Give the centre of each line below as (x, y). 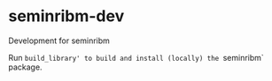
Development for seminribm (59, 40)
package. (25, 67)
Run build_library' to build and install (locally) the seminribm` (136, 57)
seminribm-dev (66, 16)
